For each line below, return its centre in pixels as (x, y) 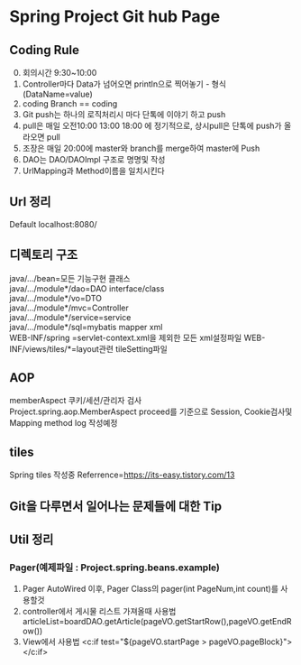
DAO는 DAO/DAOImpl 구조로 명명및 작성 (94, 159)
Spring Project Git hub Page (115, 17)
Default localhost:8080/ (53, 224)
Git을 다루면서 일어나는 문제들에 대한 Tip (116, 506)
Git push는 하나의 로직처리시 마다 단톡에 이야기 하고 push (124, 114)
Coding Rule (44, 50)
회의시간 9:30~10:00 (59, 73)
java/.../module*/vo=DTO (55, 298)
